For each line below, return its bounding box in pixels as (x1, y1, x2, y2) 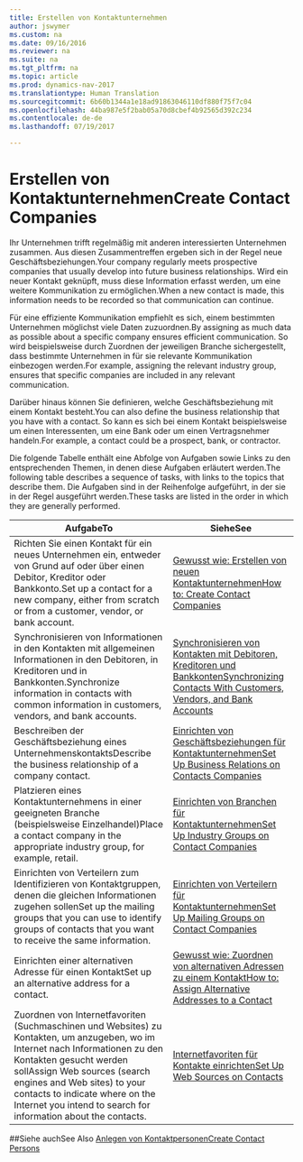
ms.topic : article (9, 72, 78, 81)
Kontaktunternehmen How (172, 576, 282, 589)
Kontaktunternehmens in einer (14, 795, 142, 807)
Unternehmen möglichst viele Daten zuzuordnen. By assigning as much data (9, 321, 291, 332)
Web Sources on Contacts (172, 1070, 284, 1083)
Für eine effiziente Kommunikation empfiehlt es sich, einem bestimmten (9, 312, 275, 323)
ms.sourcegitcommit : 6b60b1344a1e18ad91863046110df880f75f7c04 (9, 97, 252, 106)
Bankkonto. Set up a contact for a (14, 582, 153, 595)
